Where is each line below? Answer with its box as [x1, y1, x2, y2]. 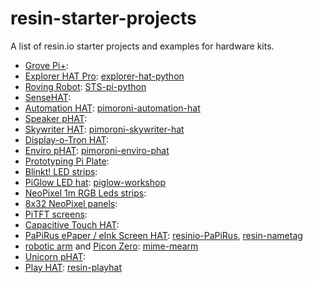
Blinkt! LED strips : [24, 165, 98, 177]
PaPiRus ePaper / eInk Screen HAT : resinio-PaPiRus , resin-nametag [24, 229, 303, 241]
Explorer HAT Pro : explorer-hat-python [24, 70, 185, 82]
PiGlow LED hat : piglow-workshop [24, 176, 166, 188]
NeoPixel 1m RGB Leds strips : [24, 187, 147, 199]
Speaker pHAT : [24, 112, 88, 124]
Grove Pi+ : [24, 59, 69, 71]
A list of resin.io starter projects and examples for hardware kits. [10, 40, 275, 52]
